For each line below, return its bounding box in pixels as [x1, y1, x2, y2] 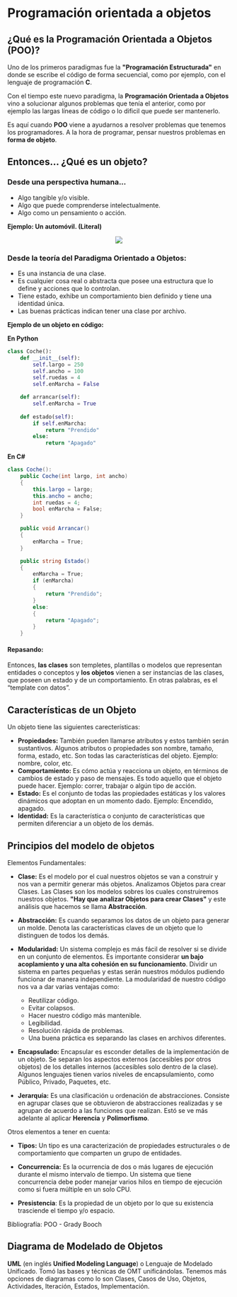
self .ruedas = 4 [33, 374, 81, 382]
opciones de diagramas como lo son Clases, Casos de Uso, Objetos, [7, 1274, 207, 1283]
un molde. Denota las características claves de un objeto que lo [17, 924, 203, 932]
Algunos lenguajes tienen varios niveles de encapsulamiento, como [17, 1070, 214, 1079]
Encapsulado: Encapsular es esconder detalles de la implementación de [17, 1048, 229, 1056]
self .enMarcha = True [33, 400, 97, 408]
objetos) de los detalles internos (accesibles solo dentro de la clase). [17, 1063, 219, 1071]
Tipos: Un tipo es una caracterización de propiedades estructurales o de [17, 1141, 231, 1150]
